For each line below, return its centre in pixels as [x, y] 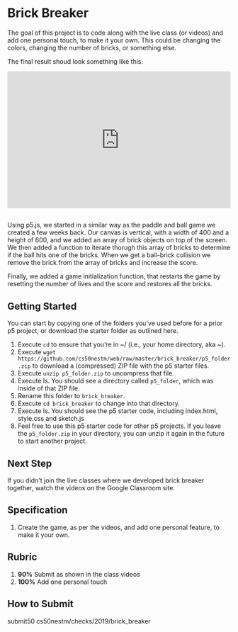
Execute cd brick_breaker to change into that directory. [99, 404]
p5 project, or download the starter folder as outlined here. [93, 331]
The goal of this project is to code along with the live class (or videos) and [115, 33]
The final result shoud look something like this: [75, 61]
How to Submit [41, 604]
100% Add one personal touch [62, 582]
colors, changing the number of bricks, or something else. [92, 47]
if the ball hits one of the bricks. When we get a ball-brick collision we [109, 255]
